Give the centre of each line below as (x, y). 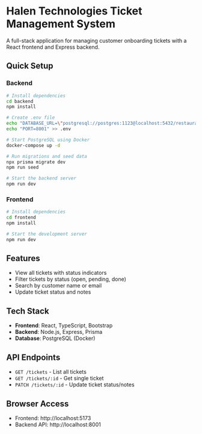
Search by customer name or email (58, 286)
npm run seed (23, 168)
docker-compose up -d (33, 145)
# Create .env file (31, 118)
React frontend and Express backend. (53, 47)
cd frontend (21, 218)
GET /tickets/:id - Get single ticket (59, 379)
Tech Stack (28, 311)
